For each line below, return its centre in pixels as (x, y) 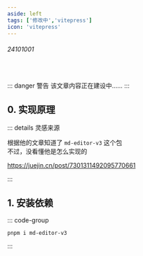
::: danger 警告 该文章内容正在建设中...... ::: (68, 86)
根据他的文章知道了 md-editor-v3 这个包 (65, 143)
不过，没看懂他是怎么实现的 (47, 151)
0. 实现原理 (31, 109)
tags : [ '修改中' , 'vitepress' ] (50, 20)
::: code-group (28, 220)
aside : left (25, 14)
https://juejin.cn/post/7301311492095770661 (71, 166)
